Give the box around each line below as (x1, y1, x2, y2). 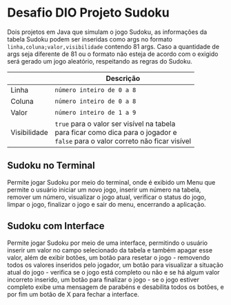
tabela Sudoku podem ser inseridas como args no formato (7, 35, 173, 43)
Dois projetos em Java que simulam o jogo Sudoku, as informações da (7, 28, 208, 36)
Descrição (106, 73, 141, 83)
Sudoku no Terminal (7, 160, 95, 172)
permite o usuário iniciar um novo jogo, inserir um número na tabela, (7, 185, 201, 194)
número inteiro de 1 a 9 (54, 109, 137, 116)
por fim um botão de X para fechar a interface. (7, 290, 139, 298)
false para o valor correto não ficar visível (54, 136, 192, 146)
